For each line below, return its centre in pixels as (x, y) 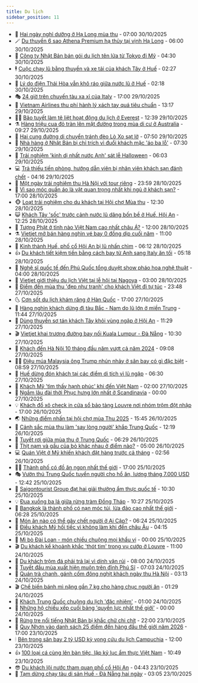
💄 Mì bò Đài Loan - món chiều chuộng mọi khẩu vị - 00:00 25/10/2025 (100, 540)
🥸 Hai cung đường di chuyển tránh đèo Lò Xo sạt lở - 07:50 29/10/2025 (101, 136)
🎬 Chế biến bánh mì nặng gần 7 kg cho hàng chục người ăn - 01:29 (96, 586)
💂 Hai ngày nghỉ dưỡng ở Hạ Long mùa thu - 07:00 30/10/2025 (91, 34)
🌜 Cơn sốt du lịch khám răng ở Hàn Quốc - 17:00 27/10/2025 (89, 299)
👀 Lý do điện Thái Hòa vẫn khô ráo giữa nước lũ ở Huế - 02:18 (90, 83)
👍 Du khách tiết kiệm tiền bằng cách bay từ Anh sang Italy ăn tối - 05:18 (103, 253)
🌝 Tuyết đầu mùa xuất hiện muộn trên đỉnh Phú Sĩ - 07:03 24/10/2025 (99, 567)
